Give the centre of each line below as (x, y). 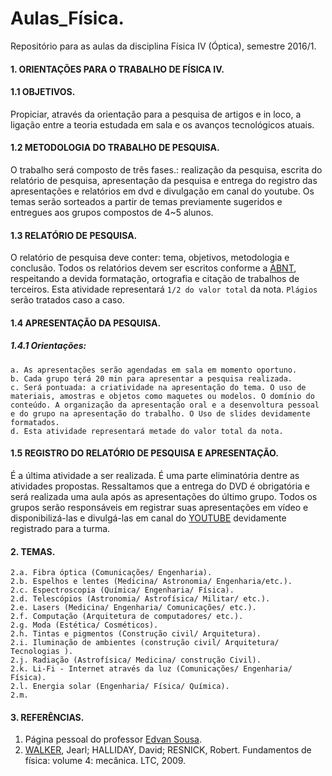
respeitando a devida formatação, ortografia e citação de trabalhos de (155, 279)
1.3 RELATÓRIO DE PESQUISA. (74, 235)
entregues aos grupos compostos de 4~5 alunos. (112, 212)
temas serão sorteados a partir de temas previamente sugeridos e (146, 201)
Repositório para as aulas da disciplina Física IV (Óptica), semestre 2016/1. (163, 46)
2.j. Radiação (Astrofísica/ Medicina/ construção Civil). (136, 660)
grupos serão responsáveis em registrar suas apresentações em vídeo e (159, 507)
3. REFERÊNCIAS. (47, 717)
